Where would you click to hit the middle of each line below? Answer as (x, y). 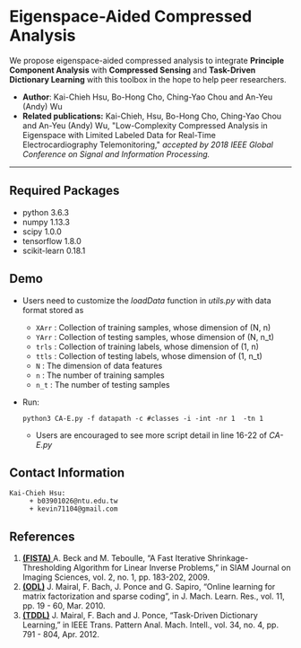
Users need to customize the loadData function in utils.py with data (146, 300)
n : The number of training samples (100, 375)
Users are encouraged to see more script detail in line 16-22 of (151, 435)
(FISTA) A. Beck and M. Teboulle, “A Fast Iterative (114, 558)
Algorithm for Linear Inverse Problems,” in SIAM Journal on (182, 568)
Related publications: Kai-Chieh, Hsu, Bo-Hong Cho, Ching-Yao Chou (152, 116)
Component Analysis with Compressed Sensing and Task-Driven (133, 70)
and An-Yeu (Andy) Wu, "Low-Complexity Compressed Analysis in (145, 125)
